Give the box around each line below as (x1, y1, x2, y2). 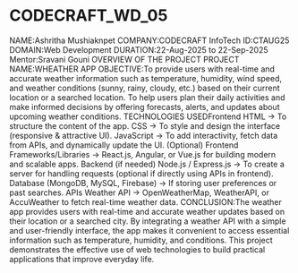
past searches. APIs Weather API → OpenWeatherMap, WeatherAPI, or (9, 187, 270, 198)
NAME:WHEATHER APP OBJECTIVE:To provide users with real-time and (9, 64, 276, 74)
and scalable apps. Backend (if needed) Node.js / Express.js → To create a (9, 158, 285, 169)
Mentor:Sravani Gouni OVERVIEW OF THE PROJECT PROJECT (9, 54, 240, 64)
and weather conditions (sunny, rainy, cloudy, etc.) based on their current (9, 82, 280, 93)
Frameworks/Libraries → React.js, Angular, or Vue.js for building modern (9, 149, 277, 159)
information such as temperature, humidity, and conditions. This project (9, 235, 273, 245)
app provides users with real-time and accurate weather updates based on (9, 206, 285, 217)
